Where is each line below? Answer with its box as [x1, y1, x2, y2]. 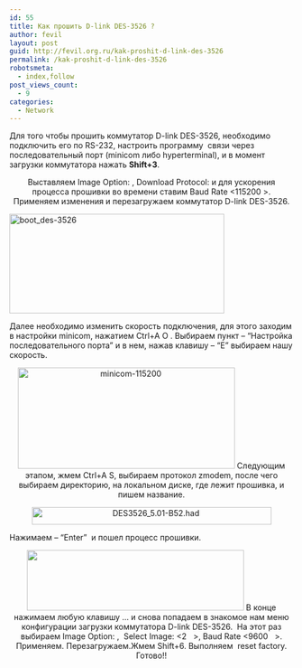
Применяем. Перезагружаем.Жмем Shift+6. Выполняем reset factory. [15, 641, 288, 652]
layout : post [9, 38, 59, 48]
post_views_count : [9, 80, 78, 89]
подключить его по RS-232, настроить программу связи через [9, 140, 255, 151]
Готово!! [135, 650, 168, 661]
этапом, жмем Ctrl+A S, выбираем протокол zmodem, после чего [24, 470, 279, 481]
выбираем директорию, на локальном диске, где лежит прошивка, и [18, 480, 285, 491]
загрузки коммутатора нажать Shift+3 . [9, 159, 160, 170]
